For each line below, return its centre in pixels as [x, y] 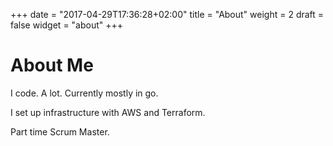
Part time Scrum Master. [60, 131]
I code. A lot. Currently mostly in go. [84, 93]
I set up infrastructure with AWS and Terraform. [108, 112]
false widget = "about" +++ [67, 25]
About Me [52, 65]
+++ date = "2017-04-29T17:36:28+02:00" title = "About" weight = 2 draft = [167, 14]
